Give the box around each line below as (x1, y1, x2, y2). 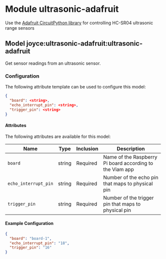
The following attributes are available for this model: (5, 133, 111, 139)
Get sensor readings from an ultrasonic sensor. (5, 60, 101, 66)
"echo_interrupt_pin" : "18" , (9, 241, 70, 246)
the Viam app (103, 166, 134, 173)
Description (117, 145, 145, 152)
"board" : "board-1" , (9, 236, 52, 241)
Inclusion (76, 145, 99, 152)
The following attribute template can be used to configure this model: (5, 84, 146, 90)
